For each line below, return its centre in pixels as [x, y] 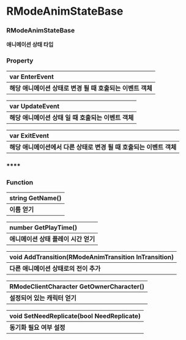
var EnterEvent [32, 77]
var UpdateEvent [35, 106]
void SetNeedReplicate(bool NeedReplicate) [75, 316]
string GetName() [35, 198]
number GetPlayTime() [43, 228]
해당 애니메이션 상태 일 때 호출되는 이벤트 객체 [72, 118]
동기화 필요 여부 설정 [37, 327]
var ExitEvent [29, 135]
